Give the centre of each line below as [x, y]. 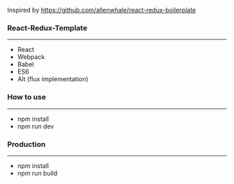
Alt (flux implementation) [53, 79]
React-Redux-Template [47, 28]
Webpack [31, 57]
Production [26, 144]
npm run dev [36, 126]
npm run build [37, 173]
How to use [27, 97]
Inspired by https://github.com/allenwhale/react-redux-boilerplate [102, 10]
